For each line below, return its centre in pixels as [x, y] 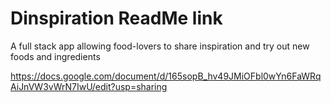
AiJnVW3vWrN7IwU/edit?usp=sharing [89, 86]
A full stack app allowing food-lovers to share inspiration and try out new [160, 46]
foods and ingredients [55, 56]
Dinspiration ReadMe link [116, 18]
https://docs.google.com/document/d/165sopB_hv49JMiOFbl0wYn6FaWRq [166, 76]
